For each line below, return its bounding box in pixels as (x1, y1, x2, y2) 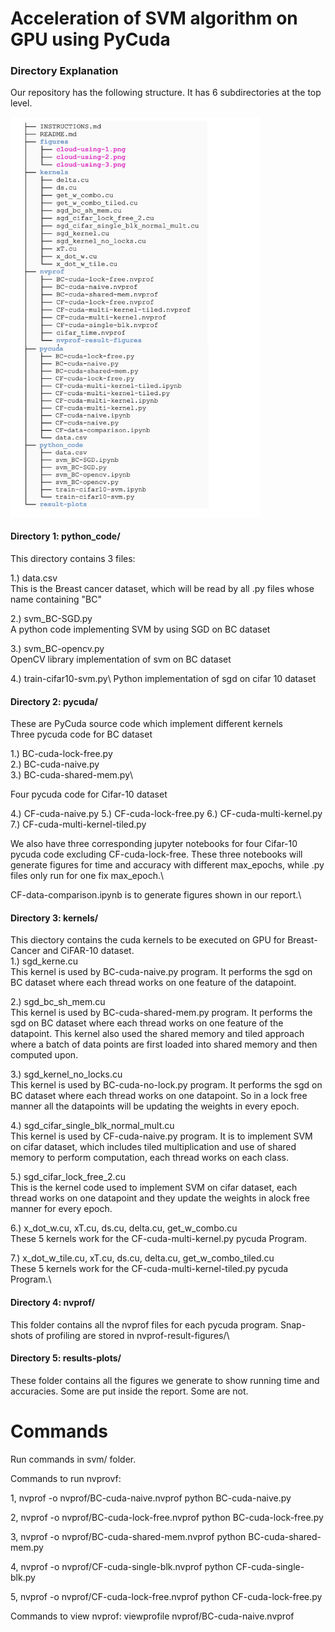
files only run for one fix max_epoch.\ (10, 870, 165, 882)
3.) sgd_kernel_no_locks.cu (10, 1068, 123, 1081)
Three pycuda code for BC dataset (10, 728, 153, 741)
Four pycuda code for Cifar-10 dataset (10, 788, 168, 801)
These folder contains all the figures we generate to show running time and (10, 1374, 320, 1386)
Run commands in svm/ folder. (10, 1453, 137, 1465)
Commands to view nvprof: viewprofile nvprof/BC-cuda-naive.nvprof (10, 1610, 295, 1622)
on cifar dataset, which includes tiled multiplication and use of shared (10, 1141, 297, 1153)
